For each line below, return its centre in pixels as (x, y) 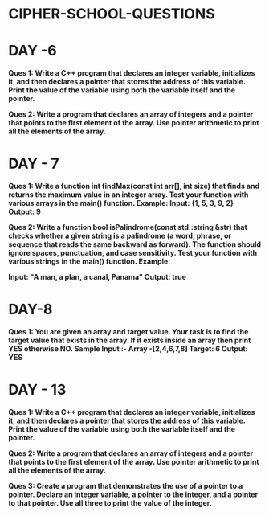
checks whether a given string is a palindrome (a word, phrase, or (120, 236)
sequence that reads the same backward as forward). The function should (135, 244)
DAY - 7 (34, 164)
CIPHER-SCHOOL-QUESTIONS (112, 14)
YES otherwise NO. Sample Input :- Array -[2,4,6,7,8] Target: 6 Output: (128, 349)
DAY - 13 (37, 390)
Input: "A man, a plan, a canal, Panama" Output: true (98, 277)
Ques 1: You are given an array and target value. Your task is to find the (128, 332)
